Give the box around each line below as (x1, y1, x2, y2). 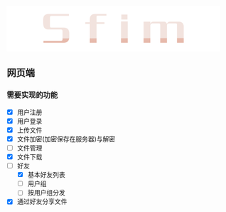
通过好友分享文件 (16, 197, 68, 206)
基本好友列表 (27, 171, 65, 179)
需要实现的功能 (6, 90, 58, 100)
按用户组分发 (27, 188, 65, 197)
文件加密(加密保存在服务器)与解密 (16, 134, 115, 143)
